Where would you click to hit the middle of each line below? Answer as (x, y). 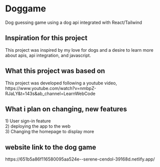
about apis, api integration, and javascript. (48, 55)
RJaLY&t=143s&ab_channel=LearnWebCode (50, 93)
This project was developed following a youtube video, (61, 83)
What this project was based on (55, 71)
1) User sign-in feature (28, 121)
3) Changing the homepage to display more (50, 132)
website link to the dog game (51, 147)
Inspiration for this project (46, 38)
